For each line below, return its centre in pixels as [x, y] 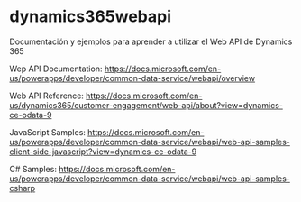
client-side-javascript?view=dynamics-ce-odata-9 [103, 151]
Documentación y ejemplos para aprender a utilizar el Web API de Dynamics [151, 41]
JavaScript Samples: [47, 132]
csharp [23, 188]
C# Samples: [33, 169]
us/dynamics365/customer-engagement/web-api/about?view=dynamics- [146, 105]
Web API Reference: [46, 96]
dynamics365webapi [90, 17]
